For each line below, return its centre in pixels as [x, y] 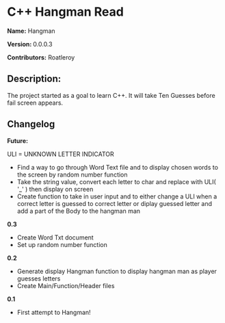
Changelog [31, 124]
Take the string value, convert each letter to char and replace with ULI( [117, 181]
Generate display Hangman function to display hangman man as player [117, 271]
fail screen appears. [35, 103]
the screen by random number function [72, 175]
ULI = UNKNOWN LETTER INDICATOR [61, 154]
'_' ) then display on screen [55, 189]
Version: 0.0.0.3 [30, 44]
